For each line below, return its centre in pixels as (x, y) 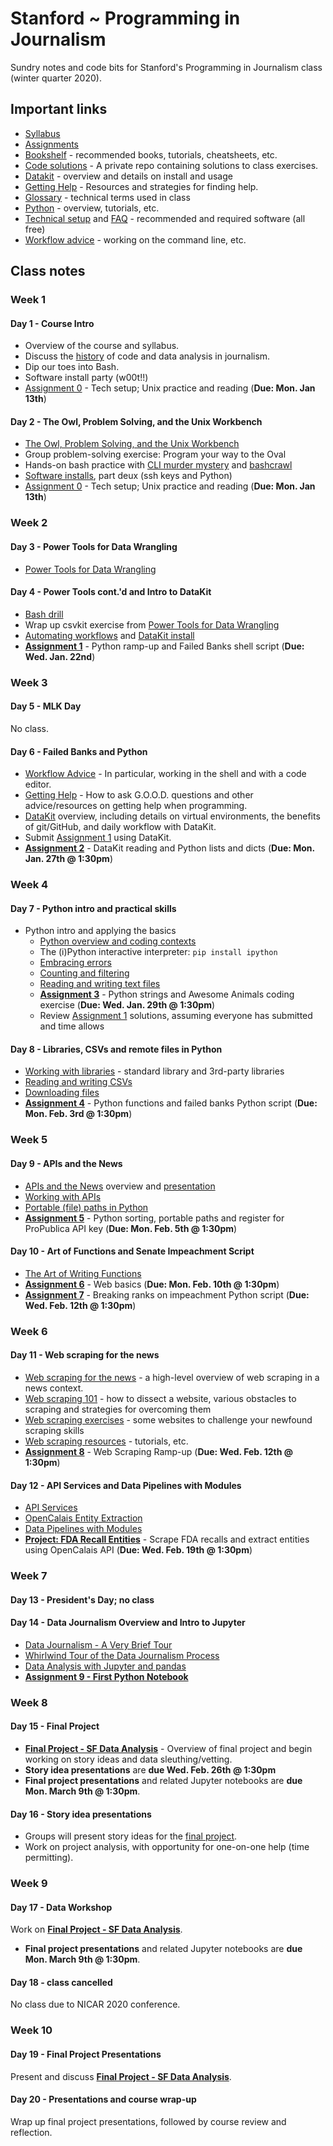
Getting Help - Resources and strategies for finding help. (141, 186)
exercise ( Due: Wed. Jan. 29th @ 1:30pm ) (127, 1005)
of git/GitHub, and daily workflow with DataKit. (120, 827)
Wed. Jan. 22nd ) (60, 656)
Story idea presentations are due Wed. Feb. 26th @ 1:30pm (150, 1769)
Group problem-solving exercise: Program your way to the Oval (155, 454)
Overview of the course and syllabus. (102, 346)
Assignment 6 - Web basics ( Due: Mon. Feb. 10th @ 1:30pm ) (152, 1284)
